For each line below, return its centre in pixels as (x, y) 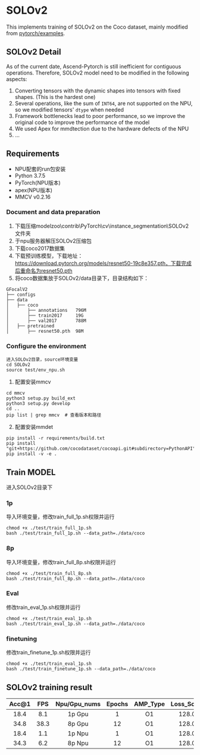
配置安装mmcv (33, 382)
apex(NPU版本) (33, 190)
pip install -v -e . (32, 454)
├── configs (21, 295)
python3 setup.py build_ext (41, 398)
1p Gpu (78, 714)
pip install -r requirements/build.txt (56, 438)
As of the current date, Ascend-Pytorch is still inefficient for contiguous (94, 66)
